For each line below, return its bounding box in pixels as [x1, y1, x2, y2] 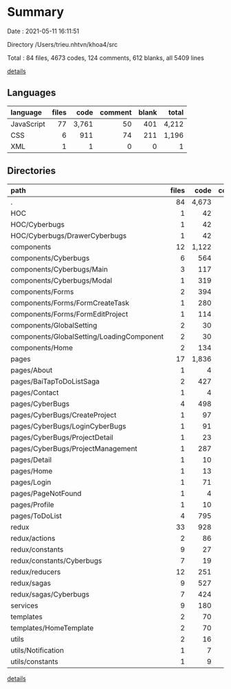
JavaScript [10, 119, 46, 128]
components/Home [10, 343, 74, 352]
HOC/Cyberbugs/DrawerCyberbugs [10, 230, 127, 240]
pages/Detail [10, 455, 52, 464]
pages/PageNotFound [10, 488, 82, 498]
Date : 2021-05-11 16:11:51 [7, 27, 80, 35]
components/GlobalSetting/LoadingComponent [10, 332, 164, 341]
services [10, 601, 38, 610]
